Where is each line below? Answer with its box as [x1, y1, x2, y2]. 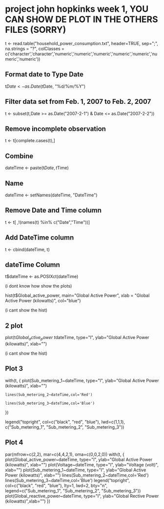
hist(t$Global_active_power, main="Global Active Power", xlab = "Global [5, 292, 150, 298]
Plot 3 [5, 364, 23, 373]
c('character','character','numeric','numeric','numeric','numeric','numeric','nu [5, 50, 158, 57]
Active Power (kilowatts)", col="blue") [5, 298, 82, 304]
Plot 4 [5, 438, 23, 447]
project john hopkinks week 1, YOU [5, 3, 149, 15]
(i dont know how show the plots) [5, 283, 72, 289]
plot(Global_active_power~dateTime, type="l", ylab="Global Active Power [5, 457, 153, 462]
